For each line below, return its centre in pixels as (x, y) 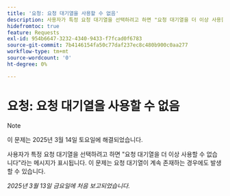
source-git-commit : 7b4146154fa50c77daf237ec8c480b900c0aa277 (98, 45)
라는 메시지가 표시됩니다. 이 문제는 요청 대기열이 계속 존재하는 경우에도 (115, 163)
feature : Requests (33, 32)
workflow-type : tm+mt (38, 52)
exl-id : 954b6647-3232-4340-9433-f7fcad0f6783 (75, 39)
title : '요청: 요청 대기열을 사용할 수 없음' (63, 13)
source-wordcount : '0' (39, 58)
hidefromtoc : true (33, 26)
